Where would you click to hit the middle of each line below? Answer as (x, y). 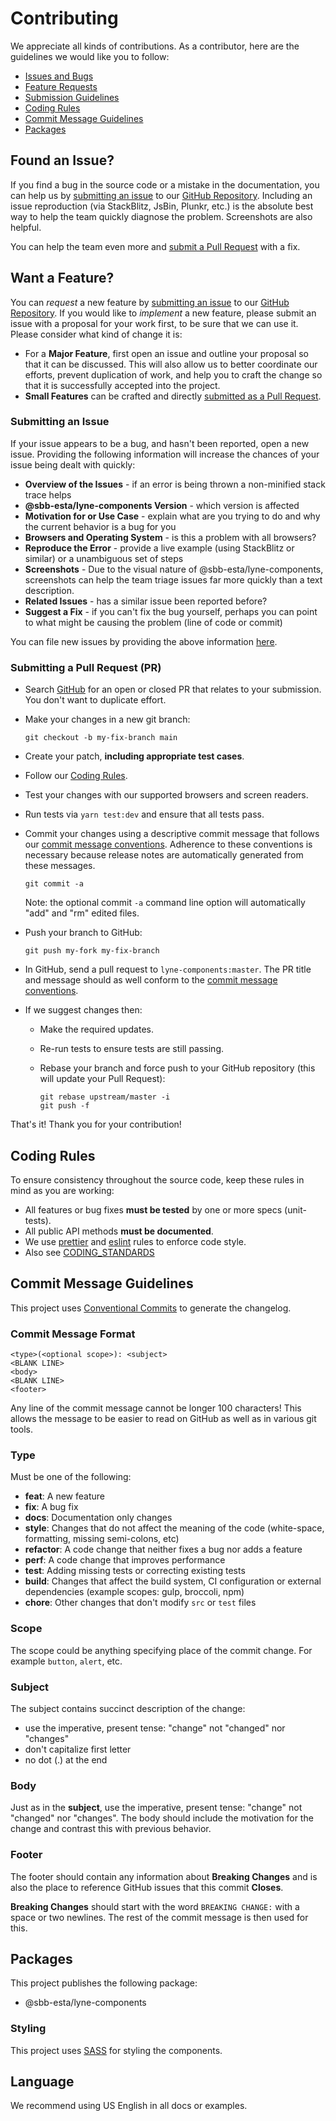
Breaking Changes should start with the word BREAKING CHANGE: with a (155, 1906)
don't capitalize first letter (78, 1749)
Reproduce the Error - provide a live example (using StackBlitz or (159, 548)
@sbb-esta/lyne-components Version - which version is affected (162, 505)
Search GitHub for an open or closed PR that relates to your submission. (173, 689)
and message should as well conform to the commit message (151, 980)
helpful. (26, 227)
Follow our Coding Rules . (76, 776)
